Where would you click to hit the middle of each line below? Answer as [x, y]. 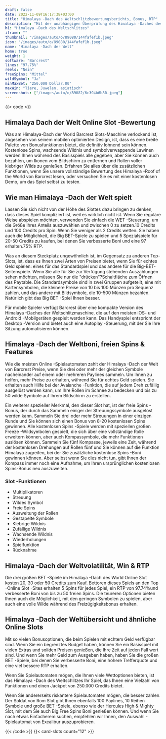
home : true [16, 51]
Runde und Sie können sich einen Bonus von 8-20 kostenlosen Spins [75, 421]
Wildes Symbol [27, 503]
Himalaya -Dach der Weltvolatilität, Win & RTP [77, 566]
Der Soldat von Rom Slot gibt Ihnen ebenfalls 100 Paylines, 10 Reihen [75, 700]
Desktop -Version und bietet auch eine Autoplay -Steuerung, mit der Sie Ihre [83, 323]
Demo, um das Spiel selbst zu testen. [43, 182]
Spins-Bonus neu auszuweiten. [37, 468]
